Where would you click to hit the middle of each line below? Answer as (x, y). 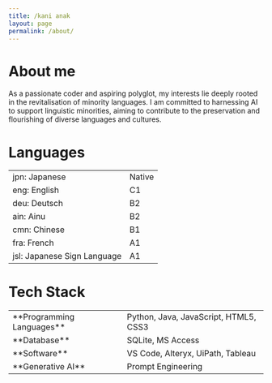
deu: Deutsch (38, 204)
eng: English (36, 190)
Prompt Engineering (165, 367)
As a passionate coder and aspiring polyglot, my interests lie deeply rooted (133, 93)
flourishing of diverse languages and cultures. (85, 119)
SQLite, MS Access (163, 340)
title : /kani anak (39, 16)
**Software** (40, 354)
